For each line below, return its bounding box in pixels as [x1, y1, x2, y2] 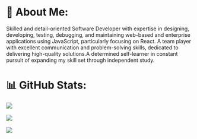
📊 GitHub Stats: [6, 78, 87, 92]
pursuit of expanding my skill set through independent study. [6, 56, 155, 64]
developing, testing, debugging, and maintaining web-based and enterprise [6, 31, 191, 38]
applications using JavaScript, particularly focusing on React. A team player [6, 37, 192, 45]
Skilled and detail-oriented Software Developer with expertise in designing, [6, 25, 190, 32]
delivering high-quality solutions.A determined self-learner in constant [6, 50, 178, 57]
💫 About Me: [6, 5, 69, 19]
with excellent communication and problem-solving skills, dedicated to [6, 44, 179, 51]
